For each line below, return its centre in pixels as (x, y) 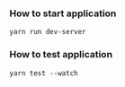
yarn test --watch (44, 73)
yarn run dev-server (48, 32)
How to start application (63, 13)
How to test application (61, 55)
